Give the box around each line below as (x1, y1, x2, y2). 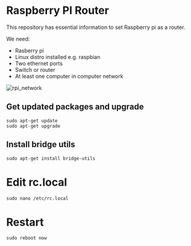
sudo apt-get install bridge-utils (6, 155, 96, 162)
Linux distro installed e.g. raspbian (14, 53, 101, 60)
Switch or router (14, 66, 55, 73)
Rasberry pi (14, 46, 44, 54)
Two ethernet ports (14, 60, 63, 67)
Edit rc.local (6, 175, 67, 189)
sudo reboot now (6, 235, 47, 241)
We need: (6, 35, 30, 42)
